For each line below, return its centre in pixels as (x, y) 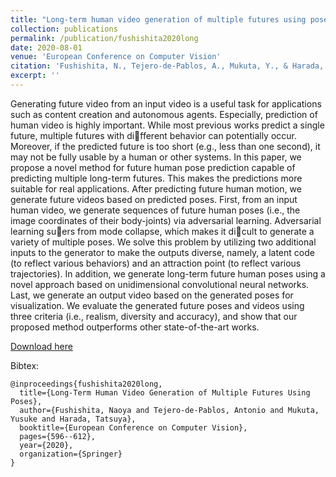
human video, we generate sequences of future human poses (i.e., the (155, 210)
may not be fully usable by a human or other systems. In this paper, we (156, 157)
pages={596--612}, (58, 436)
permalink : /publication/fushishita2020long (104, 38)
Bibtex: (25, 365)
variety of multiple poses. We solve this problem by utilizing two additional (163, 242)
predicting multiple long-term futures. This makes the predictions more (156, 178)
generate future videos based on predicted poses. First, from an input (154, 199)
